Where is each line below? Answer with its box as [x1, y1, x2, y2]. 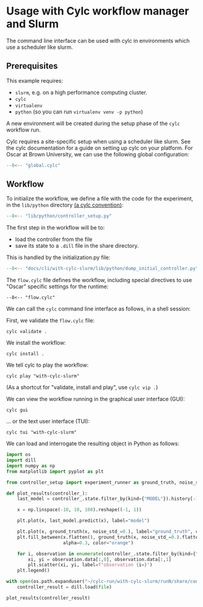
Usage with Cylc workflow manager [6, 4, 189, 18]
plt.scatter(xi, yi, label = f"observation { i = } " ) [28, 562, 153, 568]
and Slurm [6, 17, 59, 31]
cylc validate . [6, 329, 47, 335]
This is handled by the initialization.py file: [6, 254, 111, 261]
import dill [6, 457, 36, 463]
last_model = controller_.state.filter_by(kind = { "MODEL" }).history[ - [17, 496, 196, 502]
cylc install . [6, 351, 45, 357]
